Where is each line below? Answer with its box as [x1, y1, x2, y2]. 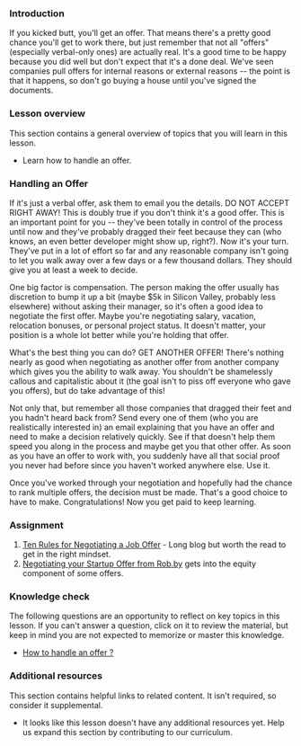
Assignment [9, 519, 65, 531]
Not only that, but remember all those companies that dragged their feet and [9, 403, 292, 413]
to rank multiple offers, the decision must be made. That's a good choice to [9, 486, 288, 497]
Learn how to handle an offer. [22, 155, 132, 165]
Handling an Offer [9, 177, 89, 190]
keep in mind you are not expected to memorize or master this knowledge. [9, 630, 285, 641]
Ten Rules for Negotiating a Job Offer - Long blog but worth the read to [22, 539, 287, 550]
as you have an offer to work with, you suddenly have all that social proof [9, 450, 280, 461]
